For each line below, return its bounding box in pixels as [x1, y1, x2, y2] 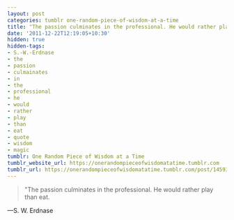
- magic [7, 147, 30, 154]
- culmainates [7, 68, 49, 75]
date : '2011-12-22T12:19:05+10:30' [7, 29, 111, 37]
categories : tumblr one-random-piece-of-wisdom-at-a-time [7, 17, 179, 24]
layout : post [7, 10, 45, 17]
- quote [7, 133, 30, 140]
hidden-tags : [7, 43, 45, 50]
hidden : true [7, 36, 45, 43]
